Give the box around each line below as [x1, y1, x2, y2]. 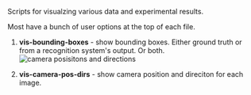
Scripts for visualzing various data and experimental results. [7, 7, 204, 16]
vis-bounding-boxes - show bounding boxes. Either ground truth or [18, 37, 243, 47]
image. [18, 78, 42, 87]
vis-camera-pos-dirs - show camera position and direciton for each [18, 70, 244, 78]
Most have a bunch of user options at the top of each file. [7, 22, 195, 31]
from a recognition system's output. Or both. [18, 46, 165, 55]
